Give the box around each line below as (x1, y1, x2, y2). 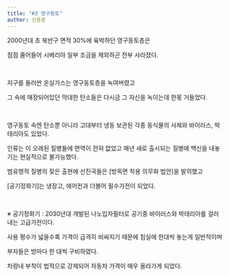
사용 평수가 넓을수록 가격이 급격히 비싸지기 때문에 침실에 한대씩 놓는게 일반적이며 (7, 232, 223, 240)
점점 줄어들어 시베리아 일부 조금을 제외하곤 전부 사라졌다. (7, 51, 159, 59)
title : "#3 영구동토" (7, 10, 63, 17)
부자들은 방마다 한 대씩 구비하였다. (7, 247, 98, 255)
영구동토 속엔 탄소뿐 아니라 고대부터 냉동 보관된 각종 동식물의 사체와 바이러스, (7, 121, 213, 129)
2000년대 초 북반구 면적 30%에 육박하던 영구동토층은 (7, 36, 150, 45)
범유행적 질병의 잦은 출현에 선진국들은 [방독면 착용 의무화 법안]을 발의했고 (7, 167, 203, 175)
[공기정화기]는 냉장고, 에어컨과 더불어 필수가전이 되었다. (7, 181, 156, 190)
